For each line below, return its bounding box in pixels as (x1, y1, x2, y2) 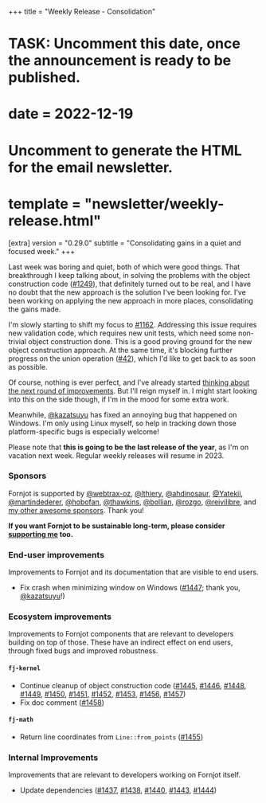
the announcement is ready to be (8, 52, 232, 70)
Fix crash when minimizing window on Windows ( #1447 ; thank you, (19, 583, 241, 593)
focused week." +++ (8, 246, 76, 256)
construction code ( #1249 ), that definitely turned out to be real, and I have (8, 279, 252, 288)
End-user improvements (8, 549, 105, 560)
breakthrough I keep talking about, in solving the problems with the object (8, 270, 251, 280)
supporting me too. (8, 529, 73, 539)
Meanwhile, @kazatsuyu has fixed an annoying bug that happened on (8, 409, 237, 419)
